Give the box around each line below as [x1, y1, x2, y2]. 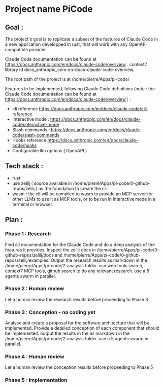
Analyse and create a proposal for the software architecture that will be [5, 320, 150, 326]
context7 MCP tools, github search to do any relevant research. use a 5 [5, 268, 149, 274]
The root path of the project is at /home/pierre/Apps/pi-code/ [5, 76, 130, 82]
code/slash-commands [12, 132, 60, 138]
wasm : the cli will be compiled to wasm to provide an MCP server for [12, 191, 153, 197]
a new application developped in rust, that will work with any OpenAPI [5, 41, 147, 47]
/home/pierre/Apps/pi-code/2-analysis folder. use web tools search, [5, 262, 144, 268]
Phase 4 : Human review [5, 353, 65, 360]
